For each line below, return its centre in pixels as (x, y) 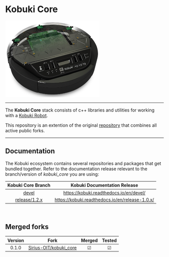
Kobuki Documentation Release (104, 185)
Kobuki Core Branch (29, 185)
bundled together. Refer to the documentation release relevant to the (76, 169)
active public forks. (25, 130)
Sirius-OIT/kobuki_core (53, 247)
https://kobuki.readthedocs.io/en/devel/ (104, 192)
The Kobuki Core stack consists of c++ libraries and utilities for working (80, 110)
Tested (109, 240)
